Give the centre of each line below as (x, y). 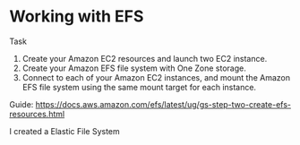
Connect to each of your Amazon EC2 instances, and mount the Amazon (156, 77)
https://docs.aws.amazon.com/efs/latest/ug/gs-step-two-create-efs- (163, 104)
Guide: (21, 104)
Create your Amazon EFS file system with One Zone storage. (134, 68)
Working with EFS (77, 17)
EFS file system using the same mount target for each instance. (139, 87)
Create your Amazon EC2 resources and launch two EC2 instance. (145, 58)
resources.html (37, 114)
